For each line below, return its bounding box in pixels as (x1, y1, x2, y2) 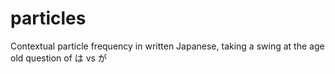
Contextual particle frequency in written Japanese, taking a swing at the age (10, 40, 325, 52)
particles (10, 7, 87, 30)
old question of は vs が (10, 52, 107, 64)
